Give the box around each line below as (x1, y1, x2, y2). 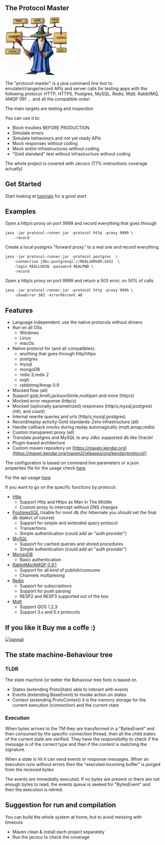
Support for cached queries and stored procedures (19, 541, 124, 547)
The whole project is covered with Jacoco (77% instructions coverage (5, 160, 148, 166)
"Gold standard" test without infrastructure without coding (12, 150, 131, 157)
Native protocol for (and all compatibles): (12, 345, 96, 352)
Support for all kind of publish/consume (19, 567, 100, 573)
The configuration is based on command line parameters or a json (5, 460, 139, 466)
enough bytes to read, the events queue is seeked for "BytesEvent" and (5, 781, 151, 787)
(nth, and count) (12, 408, 45, 414)
